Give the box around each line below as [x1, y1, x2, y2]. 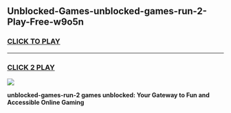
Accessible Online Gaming [7, 98, 85, 106]
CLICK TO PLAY [7, 37, 60, 47]
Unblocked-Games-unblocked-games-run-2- [7, 5, 208, 17]
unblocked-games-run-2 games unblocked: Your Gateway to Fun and [7, 90, 210, 99]
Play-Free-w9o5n [7, 16, 85, 28]
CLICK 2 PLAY [7, 62, 55, 72]
